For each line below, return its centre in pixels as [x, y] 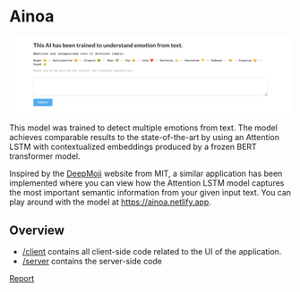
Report [22, 279]
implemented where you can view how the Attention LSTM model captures [147, 183]
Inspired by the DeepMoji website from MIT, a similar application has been [146, 174]
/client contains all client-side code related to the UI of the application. [152, 252]
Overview [37, 230]
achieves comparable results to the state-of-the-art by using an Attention [145, 138]
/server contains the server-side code [92, 262]
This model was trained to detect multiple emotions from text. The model [143, 128]
